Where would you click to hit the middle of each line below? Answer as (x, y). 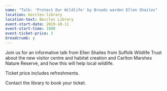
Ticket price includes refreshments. (42, 73)
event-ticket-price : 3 (29, 33)
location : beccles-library (34, 15)
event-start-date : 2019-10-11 (37, 24)
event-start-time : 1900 (30, 29)
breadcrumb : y (20, 38)
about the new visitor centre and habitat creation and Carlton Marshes (79, 58)
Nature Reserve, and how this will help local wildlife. (60, 63)
